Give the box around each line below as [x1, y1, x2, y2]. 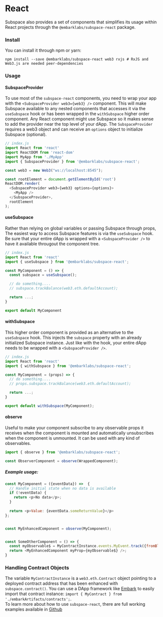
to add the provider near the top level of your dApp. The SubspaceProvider [5, 121, 153, 127]
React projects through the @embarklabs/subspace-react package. [5, 24, 136, 30]
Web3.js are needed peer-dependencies [5, 61, 83, 66]
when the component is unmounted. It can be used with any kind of [5, 435, 140, 441]
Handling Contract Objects [5, 564, 69, 571]
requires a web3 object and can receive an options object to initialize [5, 126, 143, 132]
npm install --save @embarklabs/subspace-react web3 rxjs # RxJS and [5, 57, 149, 62]
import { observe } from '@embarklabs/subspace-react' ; [5, 449, 120, 455]
